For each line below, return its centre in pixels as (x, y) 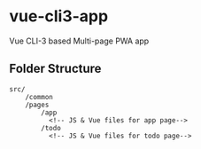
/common (39, 97)
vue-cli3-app (59, 16)
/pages (37, 105)
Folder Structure (55, 69)
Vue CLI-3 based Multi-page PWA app (79, 41)
